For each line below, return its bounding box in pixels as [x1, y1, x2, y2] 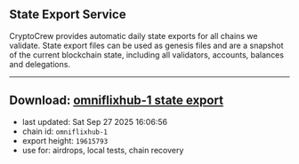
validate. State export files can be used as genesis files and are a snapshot [9, 40, 284, 51]
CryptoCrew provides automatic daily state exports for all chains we [9, 30, 258, 41]
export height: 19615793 [21, 135, 109, 145]
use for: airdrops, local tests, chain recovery [21, 144, 184, 155]
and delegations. [9, 59, 71, 69]
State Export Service [9, 7, 126, 22]
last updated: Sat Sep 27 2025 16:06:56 [21, 116, 167, 127]
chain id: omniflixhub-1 [21, 126, 109, 137]
